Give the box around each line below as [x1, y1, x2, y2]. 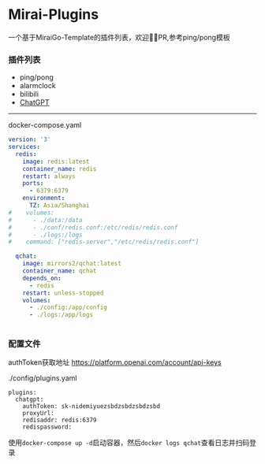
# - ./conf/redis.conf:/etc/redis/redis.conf [8, 223, 178, 232]
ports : [22, 180, 44, 187]
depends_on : [22, 274, 62, 282]
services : [8, 143, 41, 151]
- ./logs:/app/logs [28, 311, 93, 319]
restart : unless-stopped [22, 289, 104, 297]
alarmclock [19, 81, 57, 91]
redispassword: [22, 423, 73, 431]
